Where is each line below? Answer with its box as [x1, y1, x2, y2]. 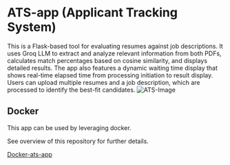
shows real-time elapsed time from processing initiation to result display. [7, 71, 213, 79]
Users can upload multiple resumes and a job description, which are [7, 78, 200, 86]
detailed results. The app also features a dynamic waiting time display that [7, 64, 218, 72]
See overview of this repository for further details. [7, 137, 149, 145]
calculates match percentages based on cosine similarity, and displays [7, 56, 208, 64]
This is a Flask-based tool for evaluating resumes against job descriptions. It [7, 42, 224, 50]
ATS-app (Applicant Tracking [7, 5, 178, 21]
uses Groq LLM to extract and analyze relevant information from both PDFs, [7, 49, 222, 58]
